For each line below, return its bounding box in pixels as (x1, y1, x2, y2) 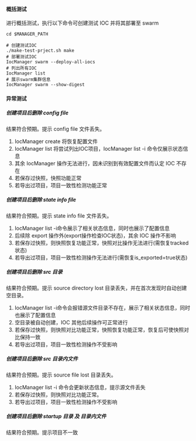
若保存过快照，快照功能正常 (14, 174, 82, 181)
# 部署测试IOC (6, 54, 37, 60)
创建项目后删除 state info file (6, 196, 77, 203)
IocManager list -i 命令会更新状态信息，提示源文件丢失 (14, 384, 146, 391)
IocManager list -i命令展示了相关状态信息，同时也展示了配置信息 (14, 225, 170, 232)
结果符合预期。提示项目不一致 (6, 429, 78, 436)
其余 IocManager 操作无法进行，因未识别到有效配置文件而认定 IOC (14, 160, 176, 167)
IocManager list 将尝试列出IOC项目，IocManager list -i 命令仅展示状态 (14, 145, 183, 152)
